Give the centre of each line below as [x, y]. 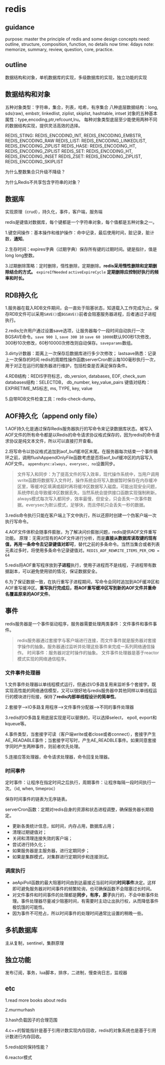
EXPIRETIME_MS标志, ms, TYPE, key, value [49, 388]
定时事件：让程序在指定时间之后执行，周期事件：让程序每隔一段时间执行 [78, 782]
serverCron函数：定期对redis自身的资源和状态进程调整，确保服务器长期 [77, 809]
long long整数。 [21, 255]
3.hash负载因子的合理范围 [31, 1020]
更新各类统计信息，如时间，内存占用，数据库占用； [64, 826]
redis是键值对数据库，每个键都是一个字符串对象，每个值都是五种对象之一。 [81, 222]
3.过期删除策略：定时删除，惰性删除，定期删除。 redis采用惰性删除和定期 [79, 266]
